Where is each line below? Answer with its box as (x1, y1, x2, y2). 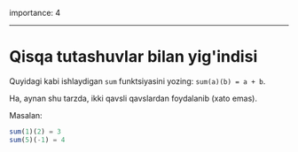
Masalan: (9, 110, 43, 120)
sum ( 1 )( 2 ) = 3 (9, 127, 62, 136)
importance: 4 (9, 8, 61, 18)
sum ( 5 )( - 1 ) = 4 (9, 135, 66, 144)
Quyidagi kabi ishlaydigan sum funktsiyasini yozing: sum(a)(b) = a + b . (9, 75, 266, 87)
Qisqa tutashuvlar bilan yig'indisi (9, 47, 258, 67)
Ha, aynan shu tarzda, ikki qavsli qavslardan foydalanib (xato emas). (9, 93, 257, 103)
